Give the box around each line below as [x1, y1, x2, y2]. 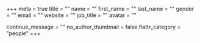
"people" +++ [6, 30, 41, 37]
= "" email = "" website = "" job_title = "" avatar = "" [6, 12, 137, 19]
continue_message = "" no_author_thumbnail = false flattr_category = [6, 24, 181, 30]
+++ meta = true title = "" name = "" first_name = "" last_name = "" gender [6, 5, 195, 12]
